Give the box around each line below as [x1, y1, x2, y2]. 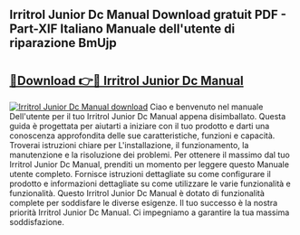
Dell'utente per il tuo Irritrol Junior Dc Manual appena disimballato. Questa [9, 111, 286, 121]
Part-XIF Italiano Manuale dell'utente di [9, 22, 236, 37]
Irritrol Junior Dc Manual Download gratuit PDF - [9, 7, 287, 23]
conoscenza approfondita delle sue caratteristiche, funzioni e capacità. [9, 130, 276, 141]
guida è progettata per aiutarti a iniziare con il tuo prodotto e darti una [9, 121, 270, 131]
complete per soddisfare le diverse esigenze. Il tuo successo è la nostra [9, 198, 278, 208]
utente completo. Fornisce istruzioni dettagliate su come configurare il [9, 169, 272, 179]
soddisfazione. [9, 217, 65, 227]
